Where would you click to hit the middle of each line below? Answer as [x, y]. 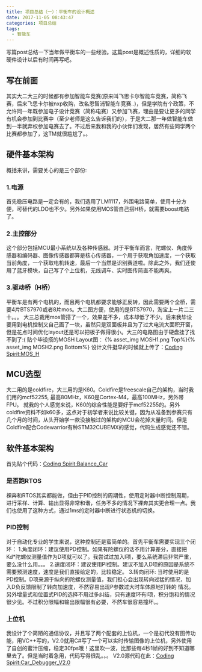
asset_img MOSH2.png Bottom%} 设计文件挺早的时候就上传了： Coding [95, 347]
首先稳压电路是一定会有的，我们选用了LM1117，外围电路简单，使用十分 [94, 202]
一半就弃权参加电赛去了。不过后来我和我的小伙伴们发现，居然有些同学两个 [103, 126]
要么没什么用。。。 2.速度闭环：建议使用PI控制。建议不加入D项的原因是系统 [98, 564]
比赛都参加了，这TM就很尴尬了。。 [49, 134]
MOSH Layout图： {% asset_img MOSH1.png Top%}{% [127, 339]
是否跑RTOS [24, 481]
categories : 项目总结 [32, 23]
